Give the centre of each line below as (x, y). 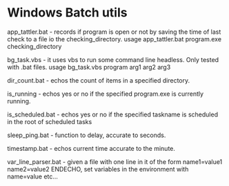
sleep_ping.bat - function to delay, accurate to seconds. (87, 135)
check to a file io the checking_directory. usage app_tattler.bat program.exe (114, 39)
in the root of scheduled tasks (50, 121)
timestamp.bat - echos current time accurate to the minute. (91, 148)
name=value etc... (33, 176)
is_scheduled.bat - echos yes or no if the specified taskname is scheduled (113, 114)
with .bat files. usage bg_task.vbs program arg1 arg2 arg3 (89, 67)
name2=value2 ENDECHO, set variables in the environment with (98, 169)
